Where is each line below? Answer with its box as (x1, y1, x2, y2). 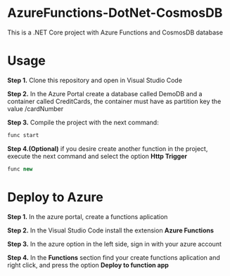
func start (7, 131, 39, 138)
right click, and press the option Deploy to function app (7, 261, 169, 269)
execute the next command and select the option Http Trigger (7, 152, 188, 160)
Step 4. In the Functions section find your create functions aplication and (7, 253, 220, 261)
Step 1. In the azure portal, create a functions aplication (7, 212, 168, 221)
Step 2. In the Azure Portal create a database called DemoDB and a (7, 89, 203, 98)
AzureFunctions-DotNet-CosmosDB (7, 5, 223, 21)
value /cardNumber (7, 104, 64, 113)
